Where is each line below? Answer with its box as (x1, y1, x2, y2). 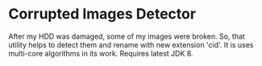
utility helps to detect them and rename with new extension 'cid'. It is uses (8, 39, 254, 49)
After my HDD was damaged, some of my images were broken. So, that (8, 31, 246, 41)
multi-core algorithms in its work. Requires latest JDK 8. (8, 48, 193, 58)
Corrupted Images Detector (8, 5, 196, 23)
